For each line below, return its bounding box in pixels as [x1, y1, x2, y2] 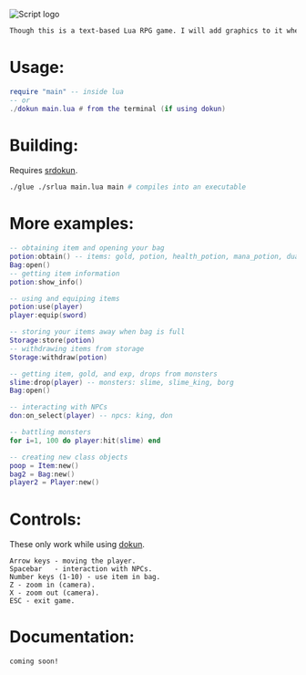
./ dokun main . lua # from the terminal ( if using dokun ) [9, 104, 226, 113]
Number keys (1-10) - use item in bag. [9, 573, 161, 582]
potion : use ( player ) [9, 302, 84, 312]
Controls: [9, 509, 82, 529]
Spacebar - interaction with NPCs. [9, 565, 153, 574]
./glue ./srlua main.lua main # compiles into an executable [9, 182, 247, 192]
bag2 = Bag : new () [9, 470, 76, 479]
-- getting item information [9, 269, 120, 278]
